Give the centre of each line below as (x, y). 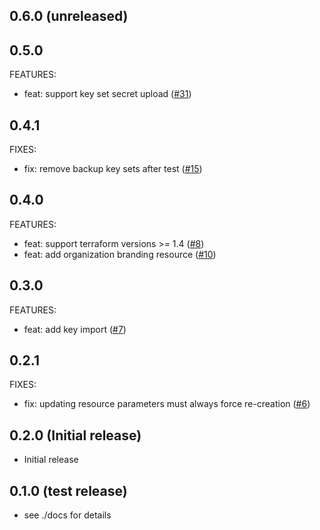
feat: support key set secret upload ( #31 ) (107, 94)
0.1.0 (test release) (68, 490)
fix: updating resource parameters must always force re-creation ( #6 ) (167, 404)
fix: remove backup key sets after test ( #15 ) (113, 169)
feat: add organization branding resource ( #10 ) (120, 254)
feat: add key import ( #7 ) (75, 329)
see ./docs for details (67, 515)
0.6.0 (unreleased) (69, 16)
